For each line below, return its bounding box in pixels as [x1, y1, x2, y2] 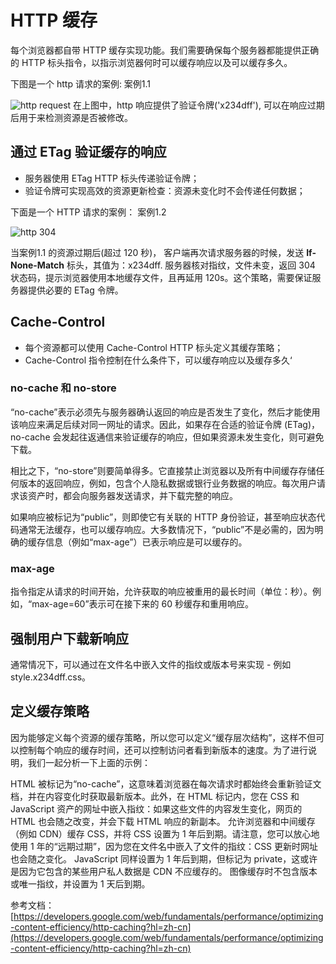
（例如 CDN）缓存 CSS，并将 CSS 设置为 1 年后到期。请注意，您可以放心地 [10, 827, 320, 840]
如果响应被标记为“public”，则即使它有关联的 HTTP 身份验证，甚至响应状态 [10, 511, 317, 523]
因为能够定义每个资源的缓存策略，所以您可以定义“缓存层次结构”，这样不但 [10, 731, 317, 743]
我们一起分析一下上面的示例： [27, 756, 151, 768]
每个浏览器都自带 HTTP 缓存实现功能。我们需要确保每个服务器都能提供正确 [10, 44, 320, 56]
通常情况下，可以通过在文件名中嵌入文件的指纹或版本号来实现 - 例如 [10, 658, 292, 670]
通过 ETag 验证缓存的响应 [10, 144, 167, 161]
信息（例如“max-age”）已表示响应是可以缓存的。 [44, 536, 248, 548]
